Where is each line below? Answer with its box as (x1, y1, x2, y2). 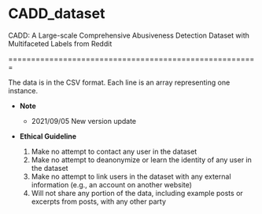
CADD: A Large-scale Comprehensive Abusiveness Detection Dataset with (8, 31, 249, 40)
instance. (8, 85, 39, 95)
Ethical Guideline (19, 131, 77, 141)
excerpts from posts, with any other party (31, 197, 167, 206)
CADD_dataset (8, 5, 105, 23)
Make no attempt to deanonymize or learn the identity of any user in (31, 154, 252, 165)
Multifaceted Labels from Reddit (8, 38, 113, 48)
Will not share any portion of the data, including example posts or (31, 188, 244, 198)
